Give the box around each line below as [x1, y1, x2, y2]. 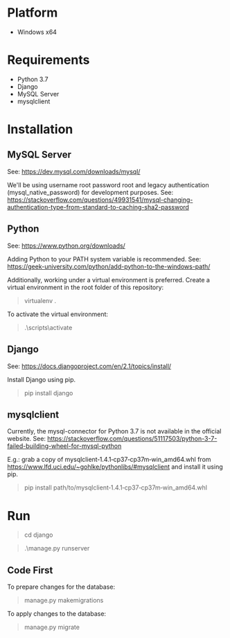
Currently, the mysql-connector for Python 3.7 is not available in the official [7, 427, 222, 436]
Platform [7, 5, 58, 21]
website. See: [7, 435, 46, 443]
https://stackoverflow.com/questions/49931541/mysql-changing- [7, 196, 193, 204]
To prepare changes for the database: [7, 583, 116, 591]
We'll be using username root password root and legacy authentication [7, 180, 209, 189]
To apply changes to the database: [7, 610, 106, 618]
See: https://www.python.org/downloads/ [7, 241, 126, 250]
